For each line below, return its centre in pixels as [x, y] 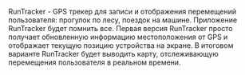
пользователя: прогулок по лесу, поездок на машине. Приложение [123, 20]
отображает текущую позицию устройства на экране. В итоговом [121, 45]
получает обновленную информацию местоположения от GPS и [118, 37]
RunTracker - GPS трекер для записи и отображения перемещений [122, 12]
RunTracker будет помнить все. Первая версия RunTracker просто [121, 28]
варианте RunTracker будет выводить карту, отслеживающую [114, 54]
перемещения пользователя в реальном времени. [95, 62]
